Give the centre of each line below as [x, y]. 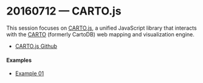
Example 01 [29, 73]
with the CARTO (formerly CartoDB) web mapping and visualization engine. [100, 34]
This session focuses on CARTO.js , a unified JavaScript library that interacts [101, 28]
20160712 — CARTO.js [64, 11]
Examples [19, 60]
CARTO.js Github [36, 46]
